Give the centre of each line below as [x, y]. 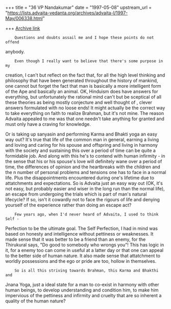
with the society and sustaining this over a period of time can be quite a [80, 150]
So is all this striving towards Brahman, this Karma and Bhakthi [87, 271]
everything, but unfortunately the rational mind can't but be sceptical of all [83, 97]
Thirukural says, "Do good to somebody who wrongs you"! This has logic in [85, 245]
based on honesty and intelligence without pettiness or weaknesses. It [79, 234]
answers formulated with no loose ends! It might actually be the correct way [85, 108]
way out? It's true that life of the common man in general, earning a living [82, 140]
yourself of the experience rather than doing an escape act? [68, 205]
